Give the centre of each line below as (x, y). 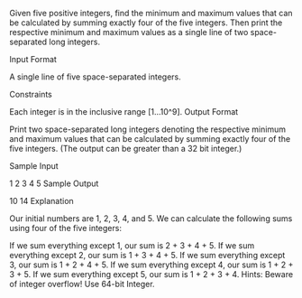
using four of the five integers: (65, 228)
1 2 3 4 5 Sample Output (54, 183)
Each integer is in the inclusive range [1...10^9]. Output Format (124, 112)
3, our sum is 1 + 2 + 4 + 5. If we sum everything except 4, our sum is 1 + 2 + (151, 265)
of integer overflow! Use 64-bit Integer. (82, 284)
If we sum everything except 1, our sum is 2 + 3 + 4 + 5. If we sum (132, 246)
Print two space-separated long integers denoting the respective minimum (148, 129)
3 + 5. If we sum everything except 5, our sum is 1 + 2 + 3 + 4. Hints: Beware (151, 274)
